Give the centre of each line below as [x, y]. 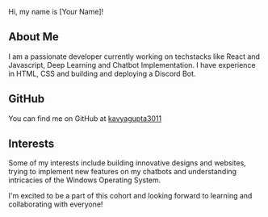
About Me [33, 37]
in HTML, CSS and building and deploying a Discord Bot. [102, 73]
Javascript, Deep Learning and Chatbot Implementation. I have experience [132, 65]
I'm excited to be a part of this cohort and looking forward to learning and [130, 196]
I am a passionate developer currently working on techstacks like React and [134, 56]
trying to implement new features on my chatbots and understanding [122, 172]
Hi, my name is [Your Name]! [56, 12]
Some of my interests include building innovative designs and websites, [127, 163]
